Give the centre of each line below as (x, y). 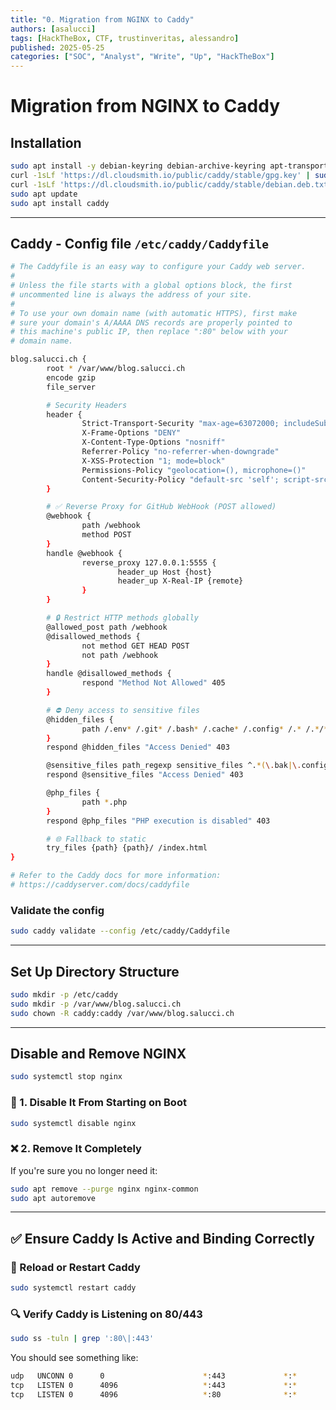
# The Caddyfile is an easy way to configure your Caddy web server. (158, 267)
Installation (46, 142)
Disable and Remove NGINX (98, 1053)
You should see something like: (74, 1358)
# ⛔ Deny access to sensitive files (123, 710)
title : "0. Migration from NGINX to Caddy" (102, 19)
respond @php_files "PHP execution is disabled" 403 (158, 821)
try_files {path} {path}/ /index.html (127, 848)
